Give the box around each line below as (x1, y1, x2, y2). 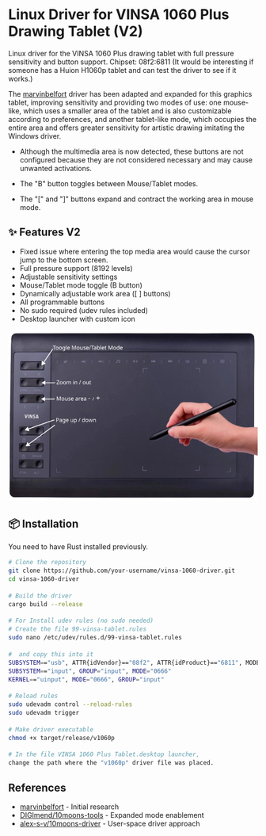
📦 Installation (8, 517, 79, 530)
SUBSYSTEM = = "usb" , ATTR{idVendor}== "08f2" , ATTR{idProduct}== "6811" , (8, 658, 243, 666)
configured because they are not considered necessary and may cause (19, 155, 253, 164)
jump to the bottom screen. (19, 255, 108, 265)
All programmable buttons (19, 297, 105, 307)
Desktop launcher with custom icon (19, 314, 136, 323)
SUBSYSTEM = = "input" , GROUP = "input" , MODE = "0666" (8, 667, 172, 675)
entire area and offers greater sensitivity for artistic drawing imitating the (8, 123, 245, 132)
